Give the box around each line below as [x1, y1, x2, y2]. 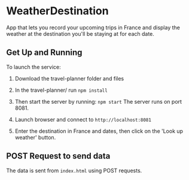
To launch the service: [6, 63, 61, 70]
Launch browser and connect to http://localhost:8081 [14, 116, 151, 123]
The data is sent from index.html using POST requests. [6, 167, 142, 174]
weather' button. [14, 134, 56, 141]
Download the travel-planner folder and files [14, 75, 124, 82]
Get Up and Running [6, 48, 83, 58]
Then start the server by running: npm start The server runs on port [14, 98, 182, 105]
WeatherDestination [6, 4, 109, 18]
